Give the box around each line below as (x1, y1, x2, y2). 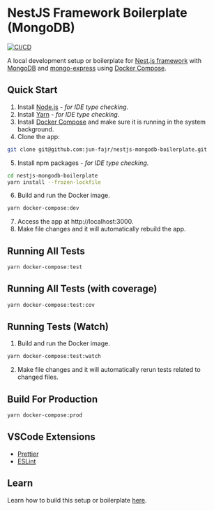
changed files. (17, 373, 59, 382)
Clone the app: (17, 132, 61, 141)
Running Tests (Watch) (7, 321, 109, 333)
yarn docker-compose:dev (7, 205, 79, 212)
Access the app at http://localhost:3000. (17, 217, 134, 226)
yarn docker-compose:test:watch (7, 353, 101, 360)
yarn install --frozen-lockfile (7, 178, 101, 186)
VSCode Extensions (7, 431, 96, 443)
